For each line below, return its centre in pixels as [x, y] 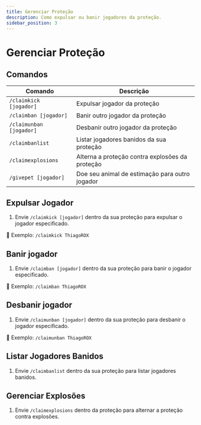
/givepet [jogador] [37, 178]
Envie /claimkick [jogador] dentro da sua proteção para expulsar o [98, 217]
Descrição [134, 92]
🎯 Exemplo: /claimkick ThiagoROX [48, 235]
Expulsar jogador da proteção [118, 104]
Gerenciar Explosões [46, 396]
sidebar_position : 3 [32, 23]
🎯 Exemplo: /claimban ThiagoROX [46, 286]
